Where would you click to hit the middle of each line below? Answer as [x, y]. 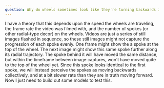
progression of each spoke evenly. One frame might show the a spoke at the [82, 44]
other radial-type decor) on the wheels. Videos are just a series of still [75, 34]
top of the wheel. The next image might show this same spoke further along [81, 49]
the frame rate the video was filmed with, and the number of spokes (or [77, 28]
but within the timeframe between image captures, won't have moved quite [81, 59]
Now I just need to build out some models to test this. [59, 80]
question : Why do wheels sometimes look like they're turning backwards [81, 9]
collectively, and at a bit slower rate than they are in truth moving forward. [79, 75]
